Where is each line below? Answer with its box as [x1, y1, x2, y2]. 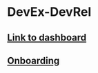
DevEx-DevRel [7, 4, 92, 20]
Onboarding [7, 54, 60, 66]
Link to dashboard [7, 32, 87, 43]
